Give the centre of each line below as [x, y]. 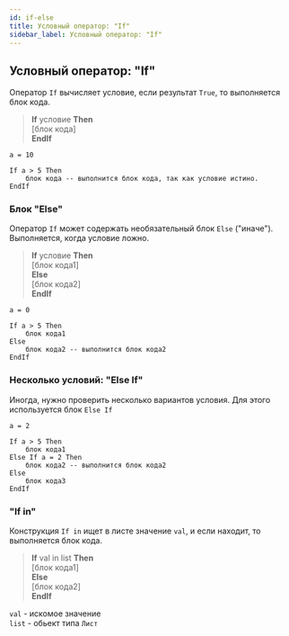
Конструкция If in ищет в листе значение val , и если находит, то [135, 531]
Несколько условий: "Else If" [76, 381]
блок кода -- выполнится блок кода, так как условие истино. [142, 179]
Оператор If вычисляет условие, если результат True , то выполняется [145, 93]
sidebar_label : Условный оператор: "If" [86, 34]
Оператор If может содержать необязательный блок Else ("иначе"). [141, 228]
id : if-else [31, 18]
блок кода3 [46, 481]
